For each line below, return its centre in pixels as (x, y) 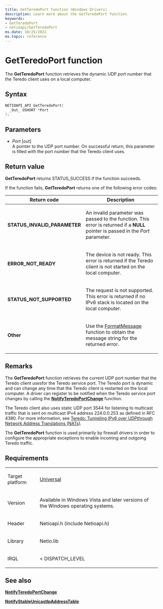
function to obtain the (110, 332)
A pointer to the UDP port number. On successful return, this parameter (83, 146)
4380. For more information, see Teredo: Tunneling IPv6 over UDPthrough (79, 418)
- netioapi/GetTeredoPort (31, 28)
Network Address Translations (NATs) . (43, 423)
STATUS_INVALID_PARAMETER (44, 225)
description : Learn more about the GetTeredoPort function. (67, 14)
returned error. (103, 344)
